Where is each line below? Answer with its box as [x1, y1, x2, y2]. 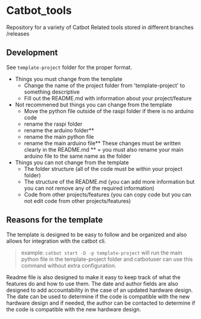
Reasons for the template [6, 215, 103, 225]
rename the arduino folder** [24, 126, 95, 134]
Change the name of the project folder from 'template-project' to [24, 82, 185, 89]
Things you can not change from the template [14, 158, 129, 166]
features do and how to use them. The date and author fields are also [6, 280, 179, 287]
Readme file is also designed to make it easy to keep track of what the [6, 273, 181, 281]
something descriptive [24, 88, 80, 95]
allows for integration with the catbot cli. [6, 237, 106, 245]
